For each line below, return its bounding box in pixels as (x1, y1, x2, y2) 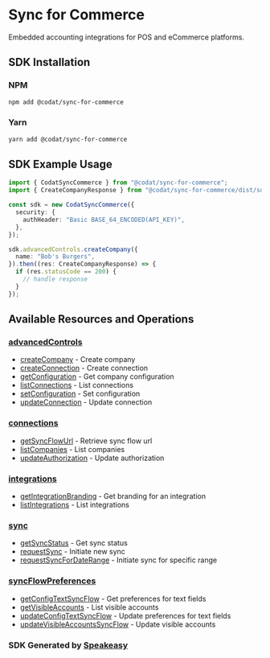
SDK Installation (8, 56, 91, 69)
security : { (15, 208, 56, 216)
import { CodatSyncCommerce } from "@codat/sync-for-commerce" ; (8, 179, 228, 187)
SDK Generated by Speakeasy (8, 639, 129, 651)
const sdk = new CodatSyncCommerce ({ (8, 201, 135, 209)
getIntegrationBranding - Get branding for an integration (19, 491, 207, 501)
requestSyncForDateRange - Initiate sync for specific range (19, 555, 218, 565)
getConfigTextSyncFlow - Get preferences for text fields (19, 594, 207, 603)
